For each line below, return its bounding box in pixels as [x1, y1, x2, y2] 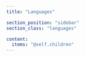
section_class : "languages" [6, 25, 77, 31]
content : [6, 36, 28, 42]
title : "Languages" [6, 8, 55, 15]
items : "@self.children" [11, 41, 74, 48]
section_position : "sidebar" [6, 19, 80, 26]
